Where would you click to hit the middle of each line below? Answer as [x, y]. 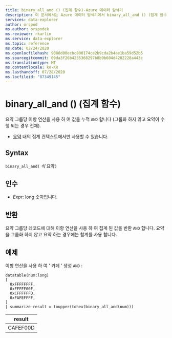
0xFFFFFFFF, [23, 285]
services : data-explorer [32, 20]
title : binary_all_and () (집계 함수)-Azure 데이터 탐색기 [64, 10]
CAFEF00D [21, 328]
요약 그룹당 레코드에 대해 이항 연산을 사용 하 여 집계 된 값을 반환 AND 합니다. [80, 228]
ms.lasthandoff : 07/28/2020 [35, 72]
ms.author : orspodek [27, 29]
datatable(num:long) [27, 275]
